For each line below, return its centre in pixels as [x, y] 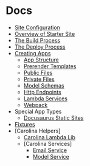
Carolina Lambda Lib [49, 137]
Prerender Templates [50, 66]
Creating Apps [33, 53]
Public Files [38, 72]
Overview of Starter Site [45, 33]
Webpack [36, 105]
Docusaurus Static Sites [54, 118]
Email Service [50, 150]
